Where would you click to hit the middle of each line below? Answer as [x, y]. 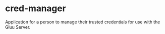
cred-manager [35, 8]
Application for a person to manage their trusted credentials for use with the [82, 22]
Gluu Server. [18, 27]
